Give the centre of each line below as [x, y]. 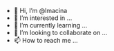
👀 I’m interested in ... [43, 18]
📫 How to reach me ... [46, 40]
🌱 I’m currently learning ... [50, 25]
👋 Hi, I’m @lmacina [40, 11]
